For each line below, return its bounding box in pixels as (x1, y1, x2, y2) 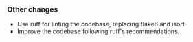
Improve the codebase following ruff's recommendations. (16, 27, 180, 35)
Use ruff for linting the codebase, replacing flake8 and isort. (16, 20, 187, 28)
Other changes (7, 5, 58, 14)
